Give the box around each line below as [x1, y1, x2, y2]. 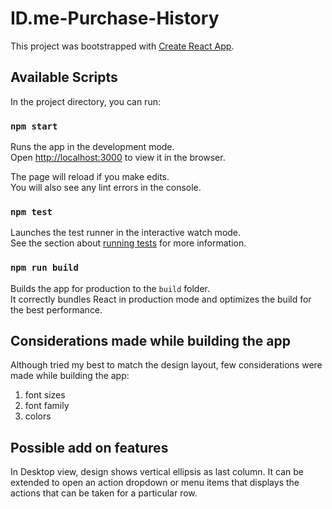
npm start [10, 120, 58, 132]
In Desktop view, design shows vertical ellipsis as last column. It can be [10, 466, 305, 478]
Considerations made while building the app [10, 333, 291, 350]
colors [24, 410, 52, 422]
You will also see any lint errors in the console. [10, 182, 202, 194]
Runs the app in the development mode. [10, 141, 175, 153]
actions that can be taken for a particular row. [10, 487, 198, 499]
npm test [10, 206, 53, 217]
